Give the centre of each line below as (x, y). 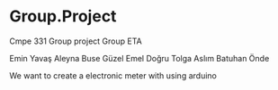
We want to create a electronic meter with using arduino (113, 75)
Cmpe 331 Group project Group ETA (76, 41)
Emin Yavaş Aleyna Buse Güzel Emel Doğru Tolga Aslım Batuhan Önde (139, 58)
